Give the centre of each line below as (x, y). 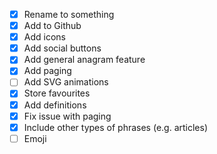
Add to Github (52, 26)
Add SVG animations (66, 82)
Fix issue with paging (67, 116)
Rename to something (69, 14)
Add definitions (55, 105)
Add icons (44, 37)
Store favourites (57, 93)
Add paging (47, 71)
